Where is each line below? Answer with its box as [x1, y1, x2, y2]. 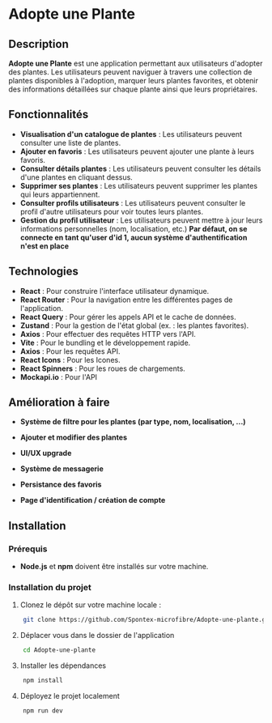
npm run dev [23, 707, 63, 715]
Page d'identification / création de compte [19, 495, 166, 505]
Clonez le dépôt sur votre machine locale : [19, 600, 162, 610]
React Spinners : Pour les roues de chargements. [19, 364, 186, 373]
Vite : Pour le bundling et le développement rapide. [19, 338, 191, 347]
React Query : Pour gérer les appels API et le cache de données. [19, 312, 236, 321]
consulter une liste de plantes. [19, 138, 121, 147]
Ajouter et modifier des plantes [19, 432, 128, 442]
